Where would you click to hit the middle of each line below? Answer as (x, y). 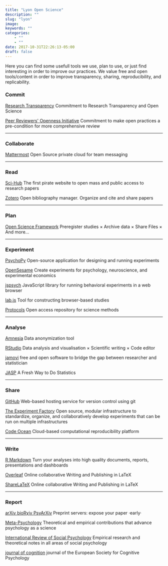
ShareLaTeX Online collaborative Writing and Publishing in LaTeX (72, 484)
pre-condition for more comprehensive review (52, 126)
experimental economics (30, 275)
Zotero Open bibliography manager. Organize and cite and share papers (79, 198)
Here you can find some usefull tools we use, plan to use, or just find (76, 66)
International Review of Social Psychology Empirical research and (73, 537)
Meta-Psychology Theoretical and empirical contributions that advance (78, 522)
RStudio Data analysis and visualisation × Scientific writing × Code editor (80, 348)
